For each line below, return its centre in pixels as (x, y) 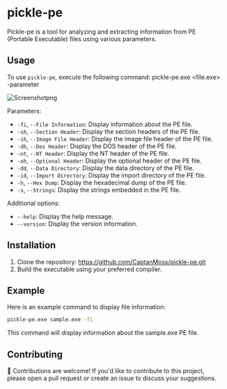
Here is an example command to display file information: (86, 307)
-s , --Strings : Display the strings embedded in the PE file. (99, 189)
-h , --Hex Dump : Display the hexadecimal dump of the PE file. (102, 182)
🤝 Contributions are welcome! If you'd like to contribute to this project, (106, 371)
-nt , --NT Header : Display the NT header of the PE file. (93, 153)
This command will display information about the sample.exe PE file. (103, 333)
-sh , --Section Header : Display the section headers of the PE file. (108, 131)
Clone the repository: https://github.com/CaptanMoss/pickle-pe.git (111, 261)
